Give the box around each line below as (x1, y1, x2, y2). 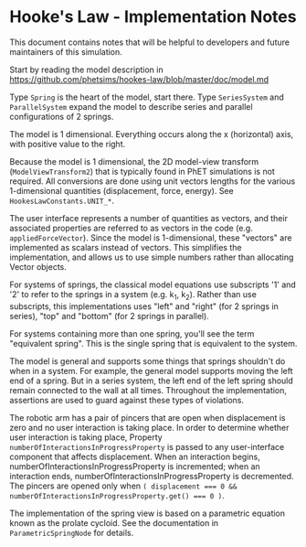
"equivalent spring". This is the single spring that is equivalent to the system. (9, 338, 298, 349)
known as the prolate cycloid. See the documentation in (9, 517, 219, 528)
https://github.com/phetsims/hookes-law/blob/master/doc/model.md (9, 73, 269, 84)
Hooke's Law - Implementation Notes (9, 6, 297, 27)
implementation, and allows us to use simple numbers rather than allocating (9, 252, 294, 263)
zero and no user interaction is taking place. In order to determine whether (9, 422, 290, 433)
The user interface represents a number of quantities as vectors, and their (9, 212, 288, 223)
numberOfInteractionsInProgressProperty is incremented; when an (9, 460, 260, 472)
